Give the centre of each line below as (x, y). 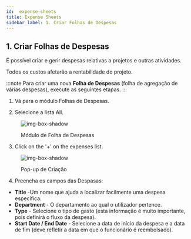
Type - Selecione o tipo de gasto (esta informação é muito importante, (100, 211)
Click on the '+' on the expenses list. (59, 147)
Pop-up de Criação (44, 170)
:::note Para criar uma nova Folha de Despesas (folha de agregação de (92, 84)
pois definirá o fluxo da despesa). (55, 217)
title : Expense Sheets (34, 17)
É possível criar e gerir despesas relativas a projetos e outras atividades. (94, 61)
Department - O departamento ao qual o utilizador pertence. (88, 205)
